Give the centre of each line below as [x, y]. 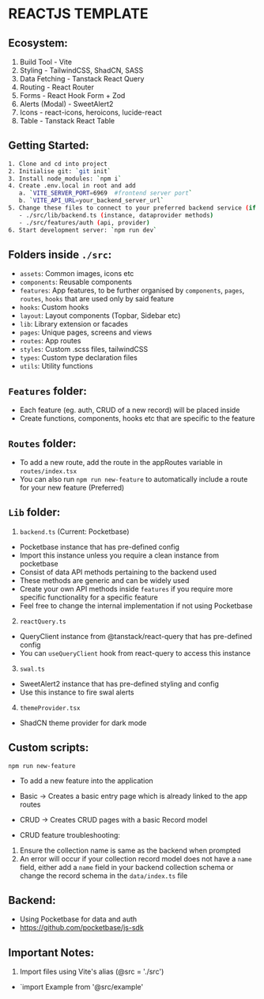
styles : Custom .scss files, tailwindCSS [84, 350]
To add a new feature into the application [87, 781]
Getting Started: [49, 146]
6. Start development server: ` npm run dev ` [83, 230]
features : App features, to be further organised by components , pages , [132, 290]
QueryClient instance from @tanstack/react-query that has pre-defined [136, 636]
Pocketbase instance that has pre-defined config [100, 547]
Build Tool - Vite [46, 62]
